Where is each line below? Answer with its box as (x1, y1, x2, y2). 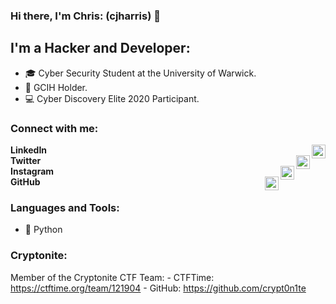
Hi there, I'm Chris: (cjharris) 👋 (10, 9, 161, 23)
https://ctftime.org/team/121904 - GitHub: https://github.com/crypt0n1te (10, 282, 307, 294)
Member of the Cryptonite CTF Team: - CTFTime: (10, 271, 215, 283)
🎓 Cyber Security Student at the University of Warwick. (24, 67, 257, 79)
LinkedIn (10, 144, 48, 156)
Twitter (10, 155, 42, 167)
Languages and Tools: (10, 200, 120, 214)
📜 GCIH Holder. (24, 81, 88, 93)
